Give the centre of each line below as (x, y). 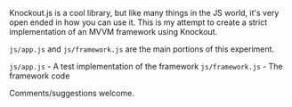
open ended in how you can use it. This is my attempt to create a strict (138, 22)
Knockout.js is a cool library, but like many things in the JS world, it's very (144, 13)
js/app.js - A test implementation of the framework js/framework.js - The (146, 66)
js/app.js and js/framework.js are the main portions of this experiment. (142, 49)
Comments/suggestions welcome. (72, 93)
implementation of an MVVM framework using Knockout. (114, 32)
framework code (40, 76)
